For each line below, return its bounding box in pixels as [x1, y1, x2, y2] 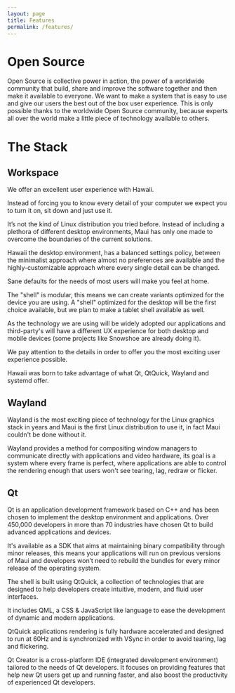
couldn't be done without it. [7, 430, 87, 439]
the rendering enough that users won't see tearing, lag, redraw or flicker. [7, 467, 217, 475]
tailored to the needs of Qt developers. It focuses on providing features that [7, 663, 226, 671]
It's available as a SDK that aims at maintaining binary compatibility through [7, 541, 225, 550]
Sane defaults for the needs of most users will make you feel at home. [7, 277, 210, 285]
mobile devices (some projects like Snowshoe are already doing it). [7, 335, 201, 343]
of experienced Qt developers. [7, 678, 96, 686]
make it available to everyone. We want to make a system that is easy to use [7, 92, 227, 101]
